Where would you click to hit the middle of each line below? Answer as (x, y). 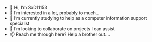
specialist (20, 23)
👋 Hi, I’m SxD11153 (28, 8)
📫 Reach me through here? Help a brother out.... (60, 34)
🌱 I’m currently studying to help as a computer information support (78, 18)
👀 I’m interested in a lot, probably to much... (55, 13)
